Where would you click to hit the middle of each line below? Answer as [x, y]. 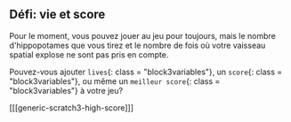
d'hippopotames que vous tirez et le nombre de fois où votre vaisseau [137, 45]
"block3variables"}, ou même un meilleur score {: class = [115, 81]
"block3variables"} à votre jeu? [66, 90]
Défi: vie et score [57, 15]
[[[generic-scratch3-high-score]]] [72, 107]
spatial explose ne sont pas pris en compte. [89, 54]
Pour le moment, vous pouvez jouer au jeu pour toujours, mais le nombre [142, 35]
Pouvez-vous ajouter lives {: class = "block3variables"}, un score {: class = [146, 72]
